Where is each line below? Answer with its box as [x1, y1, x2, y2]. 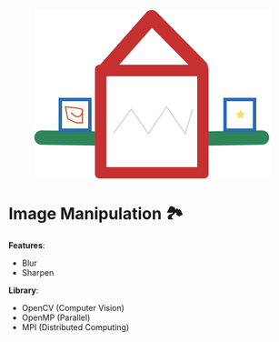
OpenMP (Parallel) [21, 312, 91, 323]
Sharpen [21, 267, 55, 277]
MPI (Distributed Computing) [21, 321, 130, 332]
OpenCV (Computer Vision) [21, 302, 125, 313]
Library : [8, 285, 39, 296]
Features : [8, 239, 45, 250]
